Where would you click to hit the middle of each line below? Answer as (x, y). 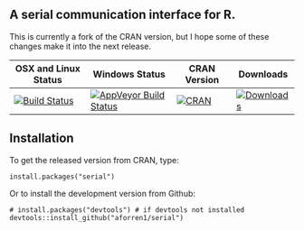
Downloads (263, 74)
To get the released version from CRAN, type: (94, 160)
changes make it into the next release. (81, 46)
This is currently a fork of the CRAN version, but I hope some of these (139, 36)
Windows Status (129, 74)
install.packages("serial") (62, 176)
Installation (42, 139)
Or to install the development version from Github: (103, 193)
